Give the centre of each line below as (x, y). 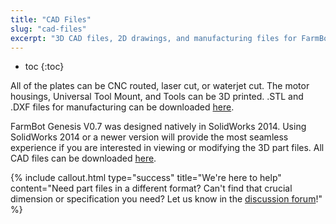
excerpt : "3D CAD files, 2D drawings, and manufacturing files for (154, 38)
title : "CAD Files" (51, 19)
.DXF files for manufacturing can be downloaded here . (122, 107)
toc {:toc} (44, 67)
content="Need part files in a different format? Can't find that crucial (151, 188)
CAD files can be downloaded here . (83, 158)
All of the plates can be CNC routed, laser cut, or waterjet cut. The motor (160, 86)
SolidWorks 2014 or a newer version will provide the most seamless (149, 137)
